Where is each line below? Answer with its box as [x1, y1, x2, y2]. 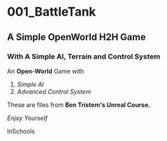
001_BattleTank [7, 4, 97, 20]
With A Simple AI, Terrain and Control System [7, 52, 161, 61]
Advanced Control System [16, 87, 91, 95]
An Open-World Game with [7, 67, 85, 75]
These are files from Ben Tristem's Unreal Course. [7, 100, 151, 109]
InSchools [7, 127, 35, 135]
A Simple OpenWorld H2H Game [7, 31, 147, 43]
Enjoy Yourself [7, 114, 48, 122]
